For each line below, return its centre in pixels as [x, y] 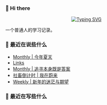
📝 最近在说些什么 [26, 45]
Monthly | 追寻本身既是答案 [41, 68]
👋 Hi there [18, 8]
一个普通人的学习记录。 [30, 30]
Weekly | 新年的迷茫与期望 [41, 81]
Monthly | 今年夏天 [32, 57]
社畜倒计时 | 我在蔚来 [35, 75]
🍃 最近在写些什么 [26, 96]
